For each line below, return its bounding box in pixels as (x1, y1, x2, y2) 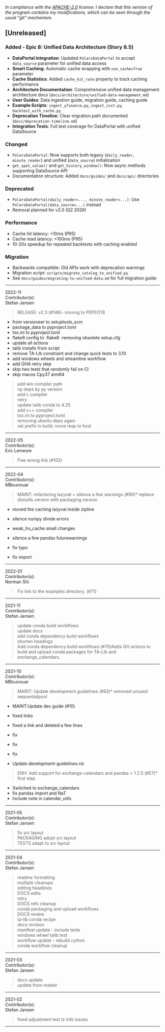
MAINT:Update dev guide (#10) (12, 703, 75, 709)
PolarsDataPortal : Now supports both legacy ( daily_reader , (12, 152, 134, 158)
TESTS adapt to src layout (17, 840, 70, 846)
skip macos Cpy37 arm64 (12, 371, 65, 377)
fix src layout (17, 830, 44, 835)
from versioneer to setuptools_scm (12, 318, 83, 325)
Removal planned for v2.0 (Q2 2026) (12, 207, 87, 213)
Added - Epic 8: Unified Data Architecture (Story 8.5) (5, 44, 134, 51)
